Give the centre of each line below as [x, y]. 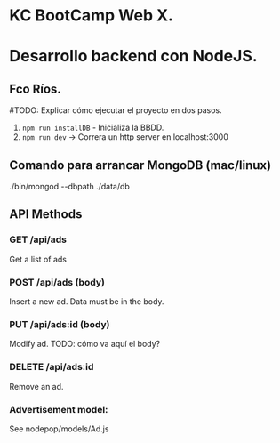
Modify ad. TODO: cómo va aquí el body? [85, 344]
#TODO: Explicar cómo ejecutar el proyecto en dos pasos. [116, 110]
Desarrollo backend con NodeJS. [133, 56]
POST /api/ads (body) [57, 282]
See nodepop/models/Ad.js [59, 429]
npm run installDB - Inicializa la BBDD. [93, 128]
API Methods [46, 214]
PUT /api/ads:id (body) [60, 324]
